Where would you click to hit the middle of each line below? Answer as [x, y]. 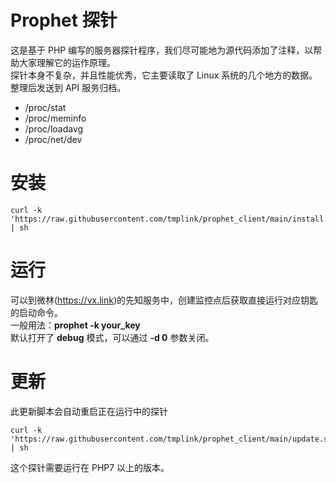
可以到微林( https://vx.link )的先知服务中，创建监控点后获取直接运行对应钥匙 [164, 300]
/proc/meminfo [55, 118]
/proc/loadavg [54, 128]
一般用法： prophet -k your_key [75, 325]
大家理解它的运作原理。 [67, 62]
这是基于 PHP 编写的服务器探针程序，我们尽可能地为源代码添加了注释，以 [162, 50]
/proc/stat [45, 107]
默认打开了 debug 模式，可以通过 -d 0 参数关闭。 [112, 337]
